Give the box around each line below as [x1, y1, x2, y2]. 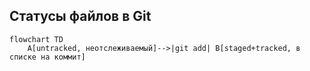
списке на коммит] [9, 52, 86, 62]
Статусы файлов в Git [9, 8, 152, 25]
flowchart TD [9, 34, 64, 44]
